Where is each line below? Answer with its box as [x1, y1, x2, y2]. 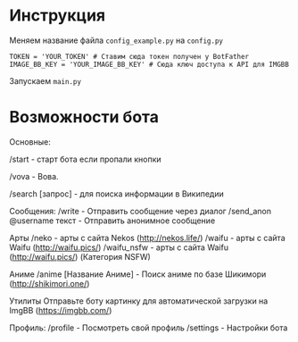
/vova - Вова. [9, 171, 60, 181]
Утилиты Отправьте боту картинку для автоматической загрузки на [9, 296, 269, 306]
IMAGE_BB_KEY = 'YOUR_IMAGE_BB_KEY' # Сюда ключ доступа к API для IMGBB [9, 60, 290, 69]
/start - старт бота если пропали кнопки [9, 154, 162, 164]
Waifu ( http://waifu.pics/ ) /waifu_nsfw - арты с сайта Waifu [9, 242, 229, 253]
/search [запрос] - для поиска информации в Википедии [9, 188, 225, 199]
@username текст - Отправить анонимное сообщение [9, 215, 216, 226]
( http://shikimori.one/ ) [9, 278, 90, 288]
